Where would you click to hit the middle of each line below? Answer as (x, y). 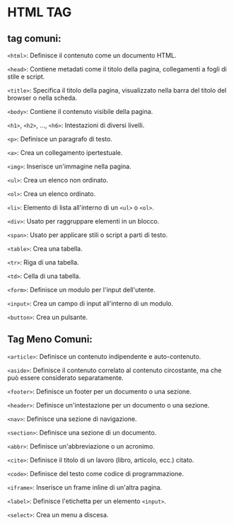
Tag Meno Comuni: (50, 339)
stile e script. (26, 76)
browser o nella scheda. (42, 98)
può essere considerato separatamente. (65, 377)
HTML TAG (40, 12)
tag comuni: (34, 39)
